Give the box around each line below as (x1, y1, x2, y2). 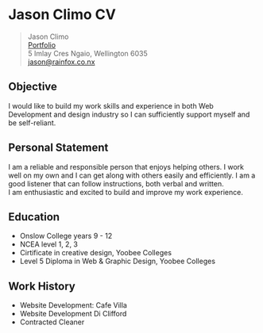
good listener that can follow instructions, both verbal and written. (8, 178, 224, 188)
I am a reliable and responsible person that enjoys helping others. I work (8, 162, 245, 171)
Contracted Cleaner (19, 317, 85, 327)
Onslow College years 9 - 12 (19, 232, 113, 241)
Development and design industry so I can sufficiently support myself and (8, 109, 250, 119)
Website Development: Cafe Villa (19, 300, 127, 310)
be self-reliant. (8, 117, 56, 128)
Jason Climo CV (8, 6, 117, 24)
